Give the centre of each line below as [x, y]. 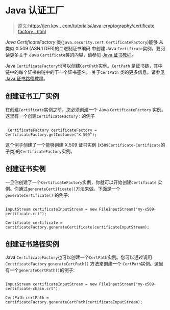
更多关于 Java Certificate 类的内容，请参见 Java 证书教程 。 [73, 55]
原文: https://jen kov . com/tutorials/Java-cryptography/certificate [86, 26]
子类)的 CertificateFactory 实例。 [40, 151]
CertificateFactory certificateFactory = [52, 130]
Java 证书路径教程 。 [27, 78]
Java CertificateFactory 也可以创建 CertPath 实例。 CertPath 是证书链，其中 [84, 66]
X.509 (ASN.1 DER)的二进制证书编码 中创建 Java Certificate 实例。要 [88, 48]
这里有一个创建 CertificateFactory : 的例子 [50, 116]
